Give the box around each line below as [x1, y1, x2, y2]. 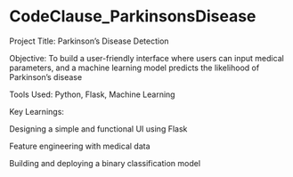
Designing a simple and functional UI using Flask [9, 123, 188, 134]
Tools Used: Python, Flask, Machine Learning [9, 89, 175, 100]
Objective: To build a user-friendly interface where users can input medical [9, 52, 285, 63]
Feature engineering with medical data [9, 141, 151, 151]
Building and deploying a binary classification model [9, 157, 201, 168]
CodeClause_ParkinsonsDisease [9, 6, 256, 27]
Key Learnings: [9, 106, 65, 117]
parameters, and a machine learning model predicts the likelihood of [9, 62, 260, 73]
